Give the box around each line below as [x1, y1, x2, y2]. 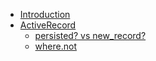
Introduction [19, 9, 71, 20]
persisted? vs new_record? [34, 30, 147, 41]
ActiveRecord [19, 19, 77, 31]
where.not [34, 40, 77, 52]
